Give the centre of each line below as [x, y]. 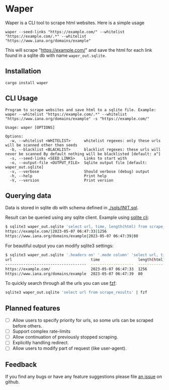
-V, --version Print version [62, 180]
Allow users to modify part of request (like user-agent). [69, 348]
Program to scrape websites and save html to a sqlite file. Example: [81, 110]
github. [13, 382]
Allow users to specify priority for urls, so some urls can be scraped [83, 321]
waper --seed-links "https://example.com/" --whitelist [65, 32]
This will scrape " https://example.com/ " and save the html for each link [79, 50]
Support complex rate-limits [41, 331]
